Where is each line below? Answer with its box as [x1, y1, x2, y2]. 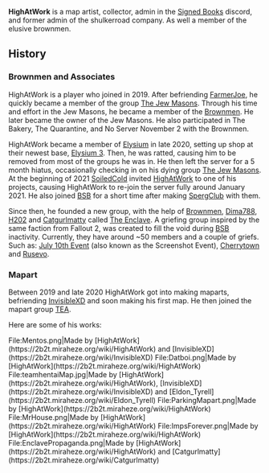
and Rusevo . [8, 249, 50, 258]
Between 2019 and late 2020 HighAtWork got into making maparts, [8, 287, 230, 297]
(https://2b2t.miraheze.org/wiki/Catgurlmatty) [8, 454, 160, 465]
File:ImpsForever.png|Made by [157, 421, 259, 430]
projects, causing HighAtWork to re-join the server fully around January [8, 182, 246, 191]
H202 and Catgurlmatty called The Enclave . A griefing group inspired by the [8, 215, 260, 224]
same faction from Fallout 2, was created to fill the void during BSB [8, 223, 230, 232]
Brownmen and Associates [8, 72, 116, 83]
